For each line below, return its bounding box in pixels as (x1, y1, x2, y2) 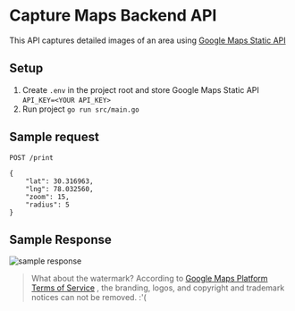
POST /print (9, 153, 54, 162)
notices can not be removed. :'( (30, 292, 147, 303)
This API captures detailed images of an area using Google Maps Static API (9, 35, 286, 46)
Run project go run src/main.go (21, 104, 140, 114)
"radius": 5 (25, 200, 70, 209)
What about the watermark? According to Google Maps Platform (30, 273, 268, 284)
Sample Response (9, 231, 112, 247)
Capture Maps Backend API (9, 5, 217, 26)
